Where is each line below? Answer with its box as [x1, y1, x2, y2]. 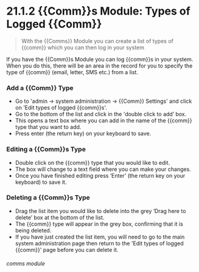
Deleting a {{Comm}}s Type [6, 194, 90, 202]
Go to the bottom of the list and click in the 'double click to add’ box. [15, 111, 187, 118]
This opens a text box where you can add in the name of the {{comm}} [15, 117, 192, 124]
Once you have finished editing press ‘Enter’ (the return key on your [15, 172, 186, 179]
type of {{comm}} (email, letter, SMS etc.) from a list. [6, 68, 139, 75]
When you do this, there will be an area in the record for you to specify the [6, 62, 193, 69]
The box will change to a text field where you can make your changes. [15, 166, 192, 173]
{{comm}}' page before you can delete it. [15, 246, 119, 253]
